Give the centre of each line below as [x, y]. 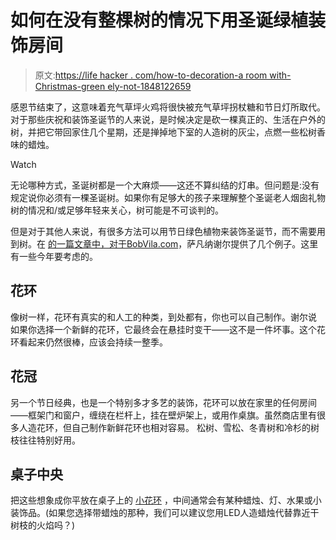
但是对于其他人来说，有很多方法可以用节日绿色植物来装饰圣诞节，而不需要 [163, 231]
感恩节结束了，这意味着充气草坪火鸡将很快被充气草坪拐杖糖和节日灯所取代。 [168, 107]
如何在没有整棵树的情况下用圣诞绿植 [159, 20]
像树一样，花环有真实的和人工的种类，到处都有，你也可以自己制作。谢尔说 [163, 317]
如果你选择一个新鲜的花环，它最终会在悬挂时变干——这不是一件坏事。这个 [163, 329]
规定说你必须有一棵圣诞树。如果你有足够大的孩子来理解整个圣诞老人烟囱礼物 [168, 197]
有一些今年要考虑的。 [54, 256]
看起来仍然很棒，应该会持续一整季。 [93, 342]
